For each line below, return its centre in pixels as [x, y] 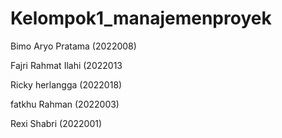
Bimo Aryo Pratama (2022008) [73, 46]
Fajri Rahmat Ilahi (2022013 [66, 65]
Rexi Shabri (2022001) [56, 123]
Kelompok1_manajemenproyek [141, 18]
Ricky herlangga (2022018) [66, 84]
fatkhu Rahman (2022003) [65, 104]
